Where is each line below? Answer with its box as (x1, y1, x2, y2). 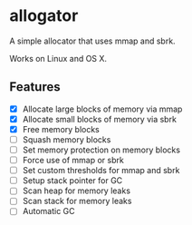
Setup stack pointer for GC (22, 175, 123, 186)
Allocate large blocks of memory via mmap (22, 103, 183, 114)
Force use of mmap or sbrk (22, 155, 124, 166)
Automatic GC (22, 206, 75, 217)
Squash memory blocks (22, 133, 111, 145)
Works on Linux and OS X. (9, 53, 107, 64)
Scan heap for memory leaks (22, 185, 131, 196)
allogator (9, 5, 79, 26)
